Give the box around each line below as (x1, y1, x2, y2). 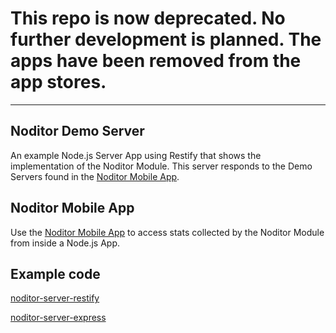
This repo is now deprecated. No (10, 7, 286, 30)
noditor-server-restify (10, 292, 100, 304)
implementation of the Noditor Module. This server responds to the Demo (10, 160, 313, 172)
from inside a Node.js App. (10, 237, 120, 249)
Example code (10, 265, 101, 282)
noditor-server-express (10, 312, 107, 324)
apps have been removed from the (10, 50, 302, 72)
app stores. (10, 71, 107, 94)
